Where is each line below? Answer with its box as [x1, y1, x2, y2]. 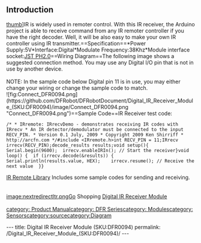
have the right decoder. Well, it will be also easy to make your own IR [6, 33, 176, 41]
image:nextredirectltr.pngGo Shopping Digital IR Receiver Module [6, 193, 167, 200]
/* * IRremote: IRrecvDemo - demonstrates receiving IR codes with [6, 121, 179, 127]
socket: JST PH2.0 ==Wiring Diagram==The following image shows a [6, 52, 175, 59]
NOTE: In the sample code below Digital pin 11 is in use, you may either [6, 78, 181, 85]
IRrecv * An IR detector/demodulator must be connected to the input [6, 126, 184, 132]
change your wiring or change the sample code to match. [6, 84, 148, 92]
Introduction [6, 5, 54, 15]
